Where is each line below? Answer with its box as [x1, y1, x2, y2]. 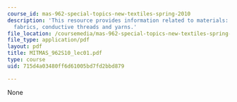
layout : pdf [7, 43, 42, 50]
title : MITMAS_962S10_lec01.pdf [7, 50, 102, 57]
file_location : [7, 30, 52, 37]
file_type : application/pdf [7, 37, 90, 44]
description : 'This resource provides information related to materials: [7, 17, 229, 24]
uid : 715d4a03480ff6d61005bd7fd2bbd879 [7, 63, 125, 70]
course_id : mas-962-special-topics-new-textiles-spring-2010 [7, 10, 191, 18]
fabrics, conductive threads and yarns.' [13, 23, 138, 30]
